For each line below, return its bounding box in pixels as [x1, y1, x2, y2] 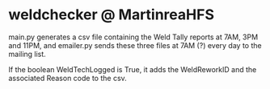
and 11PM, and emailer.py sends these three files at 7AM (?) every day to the [8, 40, 262, 50]
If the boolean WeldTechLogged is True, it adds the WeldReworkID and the [8, 64, 257, 74]
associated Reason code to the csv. [8, 73, 127, 83]
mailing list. [8, 49, 46, 59]
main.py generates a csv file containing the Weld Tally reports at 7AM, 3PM [8, 32, 259, 42]
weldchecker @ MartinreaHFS [8, 6, 214, 24]
